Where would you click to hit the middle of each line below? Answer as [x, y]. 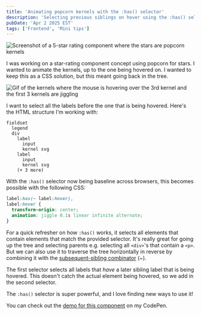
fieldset [17, 123]
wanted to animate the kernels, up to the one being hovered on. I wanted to [99, 70]
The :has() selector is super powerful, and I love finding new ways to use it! [100, 293]
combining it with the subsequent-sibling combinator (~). [76, 258]
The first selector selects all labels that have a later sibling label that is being [100, 269]
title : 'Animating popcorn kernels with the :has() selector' [85, 12]
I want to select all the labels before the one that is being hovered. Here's [96, 106]
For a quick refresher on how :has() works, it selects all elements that [92, 232]
